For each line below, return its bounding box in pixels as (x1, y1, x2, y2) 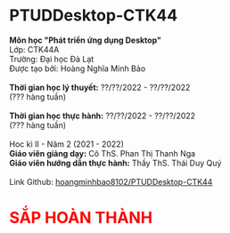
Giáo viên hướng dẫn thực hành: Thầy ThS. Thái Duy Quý (9, 157, 222, 168)
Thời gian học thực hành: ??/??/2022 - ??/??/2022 (9, 110, 196, 121)
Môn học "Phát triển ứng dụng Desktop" (9, 35, 162, 45)
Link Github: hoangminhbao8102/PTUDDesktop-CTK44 (9, 176, 213, 187)
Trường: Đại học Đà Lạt (9, 53, 94, 64)
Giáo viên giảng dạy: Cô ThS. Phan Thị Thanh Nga (9, 148, 196, 158)
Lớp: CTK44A (9, 44, 60, 54)
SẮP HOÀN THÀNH (9, 208, 153, 228)
